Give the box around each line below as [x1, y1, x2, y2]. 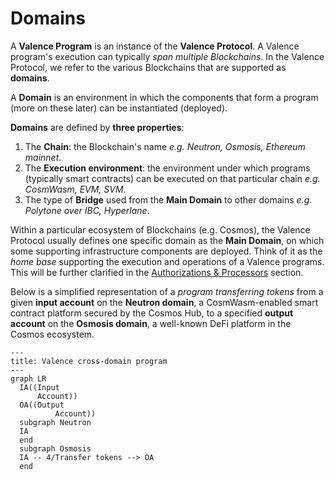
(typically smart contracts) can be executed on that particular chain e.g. [24, 172, 321, 184]
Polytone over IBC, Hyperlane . [24, 204, 150, 216]
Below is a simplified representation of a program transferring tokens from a [10, 285, 324, 297]
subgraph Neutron [19, 417, 92, 427]
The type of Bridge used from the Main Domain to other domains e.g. [24, 193, 313, 206]
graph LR [10, 373, 47, 384]
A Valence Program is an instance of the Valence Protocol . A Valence [10, 40, 300, 52]
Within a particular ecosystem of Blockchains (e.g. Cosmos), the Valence [10, 223, 311, 236]
